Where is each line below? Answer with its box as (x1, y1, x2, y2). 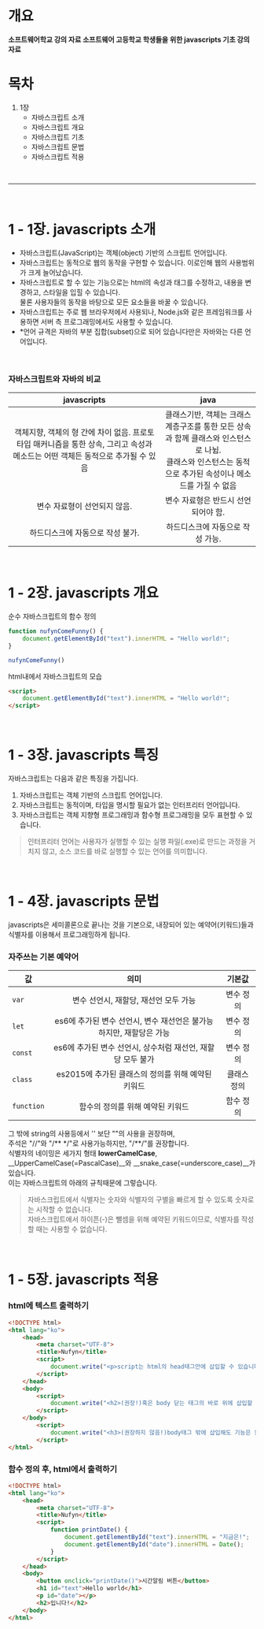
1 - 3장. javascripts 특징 (8, 746, 159, 764)
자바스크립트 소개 (31, 112, 85, 122)
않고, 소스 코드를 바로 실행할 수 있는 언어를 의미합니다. (42, 846, 208, 856)
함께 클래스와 (174, 433, 221, 444)
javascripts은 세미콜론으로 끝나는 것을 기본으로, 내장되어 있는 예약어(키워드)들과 (8, 920, 254, 930)
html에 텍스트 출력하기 (8, 1300, 89, 1311)
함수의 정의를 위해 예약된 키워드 (79, 1101, 189, 1112)
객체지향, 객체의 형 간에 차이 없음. (14, 427, 131, 438)
